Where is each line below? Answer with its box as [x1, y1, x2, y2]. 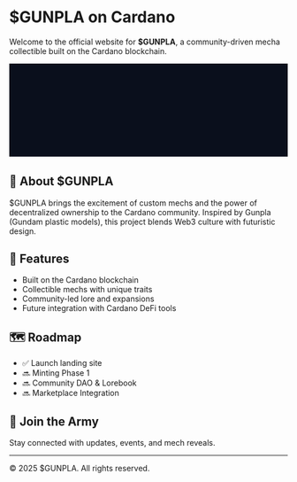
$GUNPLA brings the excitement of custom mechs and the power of [9, 198, 258, 208]
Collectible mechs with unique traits [21, 284, 153, 295]
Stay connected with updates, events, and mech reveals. [9, 438, 216, 448]
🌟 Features [9, 251, 70, 266]
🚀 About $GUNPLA [9, 174, 114, 189]
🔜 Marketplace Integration [21, 388, 119, 399]
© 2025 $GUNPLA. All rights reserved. [9, 463, 150, 474]
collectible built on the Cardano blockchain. [9, 45, 168, 56]
